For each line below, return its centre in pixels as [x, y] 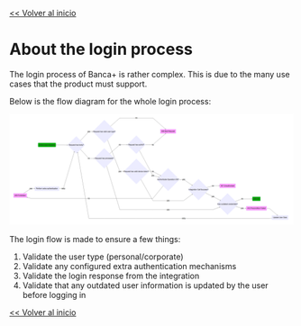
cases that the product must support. [78, 84]
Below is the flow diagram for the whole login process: [110, 101]
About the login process [101, 50]
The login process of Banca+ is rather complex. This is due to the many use [150, 74]
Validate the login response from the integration [111, 276]
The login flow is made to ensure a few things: [95, 239]
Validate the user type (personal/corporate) [103, 257]
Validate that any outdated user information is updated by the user [145, 285]
